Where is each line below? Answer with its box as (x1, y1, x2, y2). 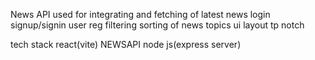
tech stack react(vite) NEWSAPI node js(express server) (10, 39, 242, 50)
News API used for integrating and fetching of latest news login (10, 9, 271, 20)
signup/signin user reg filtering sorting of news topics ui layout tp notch (10, 19, 305, 31)
